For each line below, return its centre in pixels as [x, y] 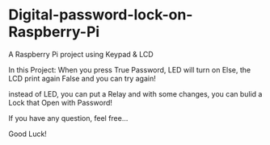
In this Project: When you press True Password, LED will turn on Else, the [130, 69]
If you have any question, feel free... [68, 118]
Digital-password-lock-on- [101, 15]
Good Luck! [27, 134]
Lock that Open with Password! [61, 102]
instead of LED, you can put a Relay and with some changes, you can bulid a [135, 93]
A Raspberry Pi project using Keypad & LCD [81, 54]
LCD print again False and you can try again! [82, 78]
